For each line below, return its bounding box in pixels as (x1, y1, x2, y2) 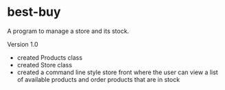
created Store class (16, 60, 73, 69)
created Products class (16, 53, 83, 62)
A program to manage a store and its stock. (7, 27, 130, 35)
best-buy (7, 4, 61, 20)
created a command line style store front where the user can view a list (16, 68, 218, 76)
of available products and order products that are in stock (16, 75, 180, 83)
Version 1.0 (7, 40, 38, 48)
